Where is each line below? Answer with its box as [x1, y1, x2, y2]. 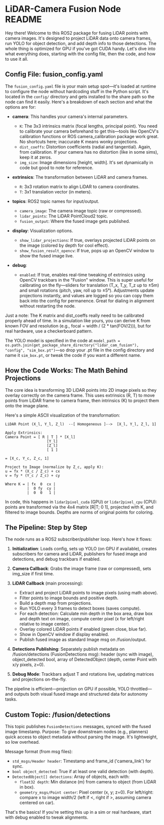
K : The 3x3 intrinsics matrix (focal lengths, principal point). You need [19, 123, 158, 129]
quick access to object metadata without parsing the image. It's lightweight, [5, 734, 158, 740]
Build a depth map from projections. [19, 600, 92, 606]
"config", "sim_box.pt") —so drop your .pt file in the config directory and [5, 347, 154, 353]
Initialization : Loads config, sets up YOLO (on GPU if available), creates [12, 546, 157, 552]
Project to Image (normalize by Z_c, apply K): [5, 464, 104, 470]
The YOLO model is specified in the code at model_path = [5, 337, 120, 343]
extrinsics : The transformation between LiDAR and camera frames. [12, 174, 148, 180]
